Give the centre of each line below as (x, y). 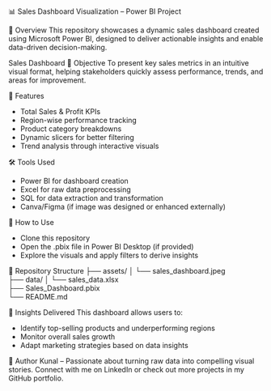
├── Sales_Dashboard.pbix (54, 288)
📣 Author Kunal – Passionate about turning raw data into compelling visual (131, 361)
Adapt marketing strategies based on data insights (104, 345)
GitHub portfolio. (36, 378)
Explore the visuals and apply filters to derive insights (109, 255)
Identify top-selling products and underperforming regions (118, 328)
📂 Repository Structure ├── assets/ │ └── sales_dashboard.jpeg (117, 271)
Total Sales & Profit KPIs (60, 111)
